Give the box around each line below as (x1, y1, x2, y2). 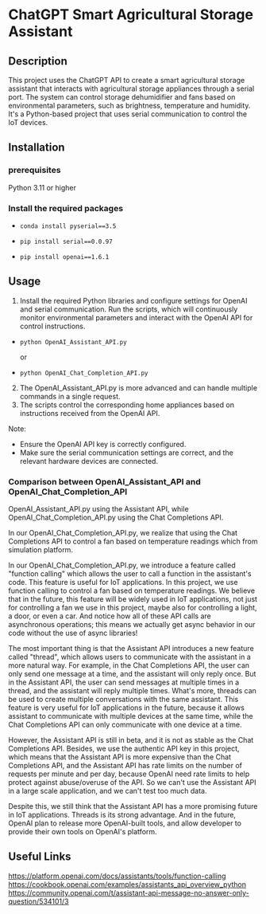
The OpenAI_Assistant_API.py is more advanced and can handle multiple (19, 382, 258, 392)
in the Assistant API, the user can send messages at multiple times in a (8, 677, 240, 687)
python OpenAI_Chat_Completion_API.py (19, 369, 148, 377)
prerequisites (8, 165, 61, 176)
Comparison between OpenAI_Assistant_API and (8, 476, 201, 487)
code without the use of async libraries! (8, 628, 138, 638)
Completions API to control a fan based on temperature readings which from (8, 536, 258, 547)
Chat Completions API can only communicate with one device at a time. (8, 720, 242, 730)
